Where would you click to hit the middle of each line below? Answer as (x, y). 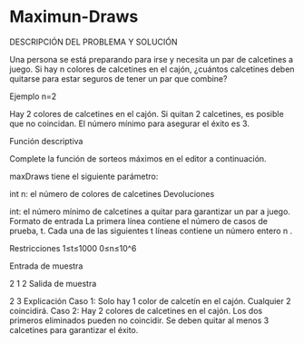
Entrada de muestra (46, 266)
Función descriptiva (46, 141)
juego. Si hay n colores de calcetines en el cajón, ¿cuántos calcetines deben (152, 69)
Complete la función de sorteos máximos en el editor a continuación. (138, 158)
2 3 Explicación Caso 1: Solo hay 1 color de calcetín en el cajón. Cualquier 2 (150, 300)
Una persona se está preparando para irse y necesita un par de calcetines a (151, 59)
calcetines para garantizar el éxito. (74, 329)
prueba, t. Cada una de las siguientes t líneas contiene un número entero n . (151, 231)
